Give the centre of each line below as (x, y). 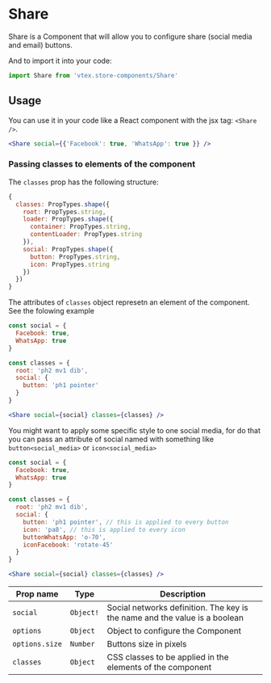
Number (82, 644)
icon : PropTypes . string (70, 264)
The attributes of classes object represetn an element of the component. (129, 302)
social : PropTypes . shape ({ (68, 249)
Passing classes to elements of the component (102, 164)
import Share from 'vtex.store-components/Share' (94, 75)
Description (183, 594)
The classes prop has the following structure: (83, 182)
